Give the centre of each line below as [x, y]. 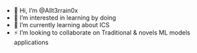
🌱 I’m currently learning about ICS [62, 25]
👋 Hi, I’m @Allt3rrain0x [46, 11]
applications [31, 42]
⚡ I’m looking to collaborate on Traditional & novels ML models [102, 33]
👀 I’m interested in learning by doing [65, 18]
